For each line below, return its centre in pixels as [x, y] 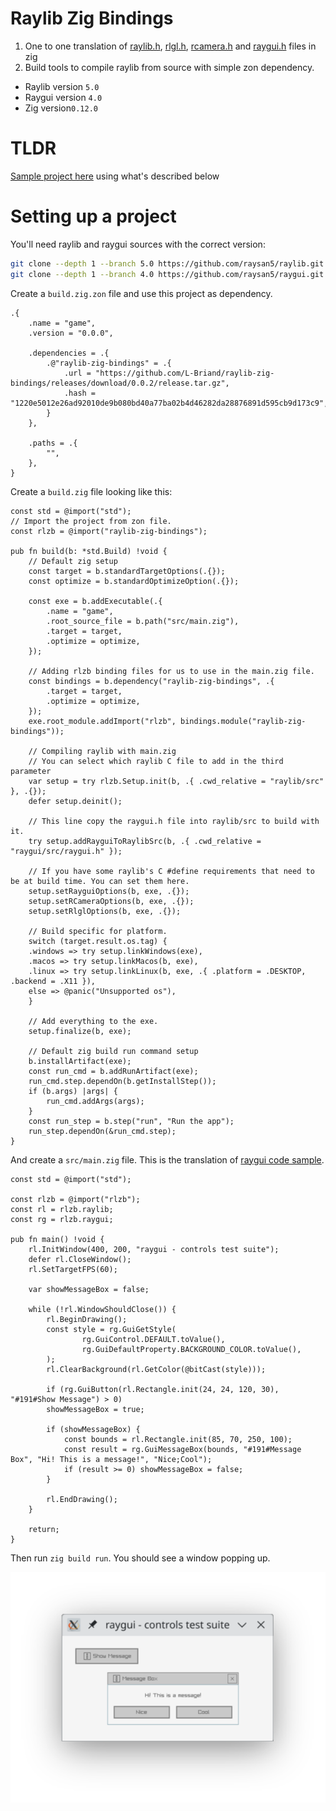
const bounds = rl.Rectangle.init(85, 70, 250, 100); [178, 1439]
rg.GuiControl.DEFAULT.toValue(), [153, 1339]
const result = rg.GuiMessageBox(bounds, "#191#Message [182, 1449]
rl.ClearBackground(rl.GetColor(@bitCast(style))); [156, 1369]
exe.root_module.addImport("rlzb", [102, 721]
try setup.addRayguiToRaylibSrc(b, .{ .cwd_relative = [145, 841]
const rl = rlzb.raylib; [62, 1209]
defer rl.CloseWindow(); [80, 1259]
